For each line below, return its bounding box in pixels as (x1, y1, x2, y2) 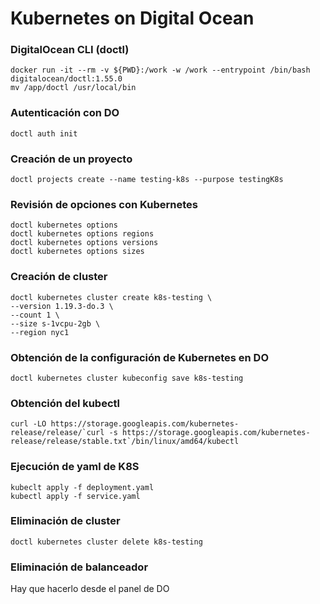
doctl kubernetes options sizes (10, 247, 145, 257)
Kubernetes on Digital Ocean (10, 7, 255, 30)
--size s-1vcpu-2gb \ (10, 318, 101, 329)
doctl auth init (10, 128, 78, 139)
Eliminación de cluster (10, 514, 121, 528)
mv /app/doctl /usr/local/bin (10, 83, 137, 93)
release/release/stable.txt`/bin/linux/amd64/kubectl (10, 437, 240, 447)
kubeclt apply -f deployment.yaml (10, 482, 155, 492)
